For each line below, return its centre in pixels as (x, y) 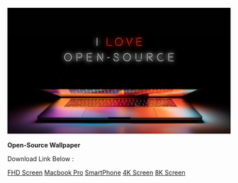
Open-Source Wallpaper (44, 145)
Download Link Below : (41, 159)
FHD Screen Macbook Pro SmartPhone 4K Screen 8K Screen (96, 172)
